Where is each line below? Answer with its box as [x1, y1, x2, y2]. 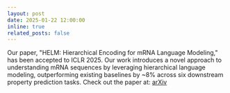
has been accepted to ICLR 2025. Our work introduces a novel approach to [7, 56, 222, 65]
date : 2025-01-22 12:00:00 [7, 17, 85, 24]
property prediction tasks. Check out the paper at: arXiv [7, 78, 167, 87]
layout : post [7, 10, 45, 17]
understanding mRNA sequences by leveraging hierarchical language [7, 63, 206, 71]
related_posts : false [7, 29, 70, 37]
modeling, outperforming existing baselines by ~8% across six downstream [7, 71, 224, 79]
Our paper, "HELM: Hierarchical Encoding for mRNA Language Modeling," [7, 49, 218, 57]
